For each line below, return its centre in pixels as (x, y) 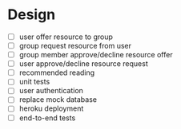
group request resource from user (75, 46)
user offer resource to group (66, 37)
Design (32, 15)
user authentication (51, 91)
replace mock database (58, 100)
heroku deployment (51, 108)
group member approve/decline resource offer (96, 55)
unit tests (34, 82)
